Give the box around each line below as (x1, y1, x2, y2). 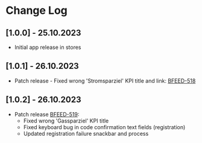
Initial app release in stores (14, 43, 81, 51)
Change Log (5, 4, 68, 17)
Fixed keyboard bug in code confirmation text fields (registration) (23, 123, 186, 130)
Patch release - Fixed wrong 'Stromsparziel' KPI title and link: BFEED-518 (14, 77, 196, 84)
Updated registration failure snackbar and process (23, 130, 149, 137)
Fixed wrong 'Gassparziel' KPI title (23, 117, 109, 124)
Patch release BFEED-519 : (14, 110, 80, 118)
